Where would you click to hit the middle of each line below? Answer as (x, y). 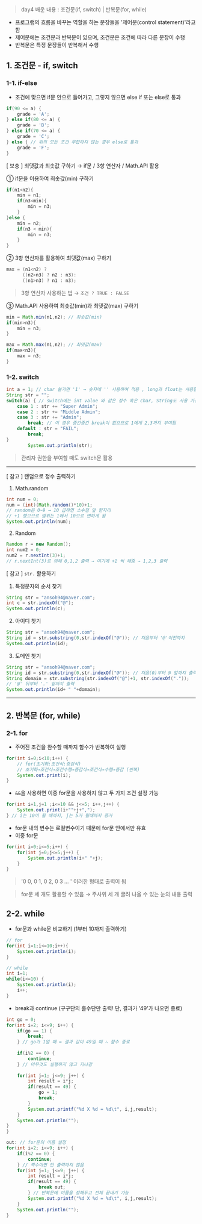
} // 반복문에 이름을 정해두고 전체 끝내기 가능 (78, 1193)
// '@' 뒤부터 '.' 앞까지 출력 (40, 684)
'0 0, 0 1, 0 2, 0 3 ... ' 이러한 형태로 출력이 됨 (74, 881)
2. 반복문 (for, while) (44, 715)
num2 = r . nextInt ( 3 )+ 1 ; (36, 555)
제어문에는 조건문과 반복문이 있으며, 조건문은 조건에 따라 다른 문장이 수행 (100, 37)
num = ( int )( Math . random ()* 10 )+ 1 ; (50, 505)
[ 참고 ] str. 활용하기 (31, 573)
